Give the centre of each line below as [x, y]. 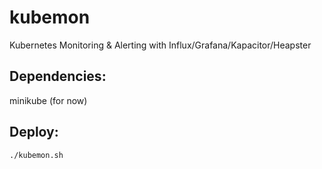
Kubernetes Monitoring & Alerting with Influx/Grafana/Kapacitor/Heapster [160, 45]
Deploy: [34, 132]
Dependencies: [58, 76]
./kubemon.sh [36, 155]
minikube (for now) [48, 100]
